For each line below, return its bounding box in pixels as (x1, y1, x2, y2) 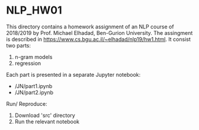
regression (14, 60, 41, 67)
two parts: (6, 42, 31, 49)
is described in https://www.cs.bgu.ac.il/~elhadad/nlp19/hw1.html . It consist (6, 35, 191, 43)
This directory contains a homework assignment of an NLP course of (6, 23, 174, 30)
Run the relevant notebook (14, 118, 80, 125)
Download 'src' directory (14, 112, 75, 119)
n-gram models (14, 53, 53, 60)
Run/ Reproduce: (6, 100, 47, 107)
